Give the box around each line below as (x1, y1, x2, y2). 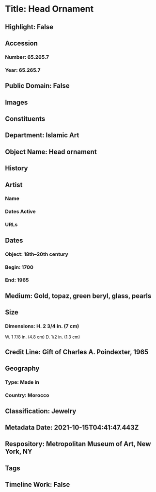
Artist (5, 180, 23, 189)
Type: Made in (5, 379, 40, 386)
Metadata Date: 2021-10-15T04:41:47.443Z (5, 423, 139, 431)
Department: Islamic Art (5, 131, 79, 139)
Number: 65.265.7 (5, 53, 49, 60)
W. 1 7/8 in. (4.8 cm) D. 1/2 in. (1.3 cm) (5, 334, 80, 340)
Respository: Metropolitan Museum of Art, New (5, 440, 151, 448)
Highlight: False (5, 23, 54, 31)
